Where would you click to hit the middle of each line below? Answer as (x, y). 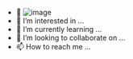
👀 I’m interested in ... (50, 21)
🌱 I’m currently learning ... (59, 29)
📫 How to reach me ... (53, 47)
